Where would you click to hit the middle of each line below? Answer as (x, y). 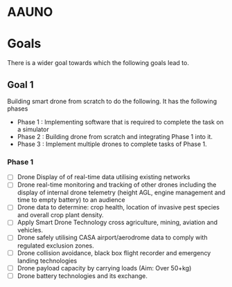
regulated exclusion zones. (56, 246)
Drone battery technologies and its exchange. (82, 276)
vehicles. (30, 230)
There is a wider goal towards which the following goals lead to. (98, 63)
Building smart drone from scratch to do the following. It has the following (112, 101)
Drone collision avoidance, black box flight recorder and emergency (114, 252)
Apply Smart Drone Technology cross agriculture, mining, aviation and (117, 223)
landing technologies (47, 261)
